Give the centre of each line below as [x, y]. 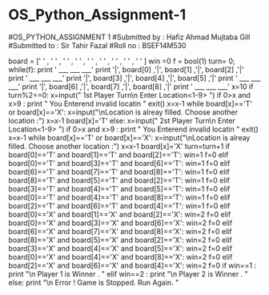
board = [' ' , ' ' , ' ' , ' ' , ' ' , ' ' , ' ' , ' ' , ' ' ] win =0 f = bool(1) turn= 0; [122, 61]
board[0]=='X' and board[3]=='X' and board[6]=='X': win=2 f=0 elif [120, 223]
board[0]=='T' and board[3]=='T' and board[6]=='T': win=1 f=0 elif [119, 163]
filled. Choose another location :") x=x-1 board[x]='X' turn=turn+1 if [119, 146]
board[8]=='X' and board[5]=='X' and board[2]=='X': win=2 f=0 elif [120, 240]
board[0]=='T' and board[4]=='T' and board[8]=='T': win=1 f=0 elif [119, 197]
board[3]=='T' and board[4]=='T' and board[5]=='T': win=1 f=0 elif [119, 188]
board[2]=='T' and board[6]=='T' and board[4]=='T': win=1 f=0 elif [119, 205]
